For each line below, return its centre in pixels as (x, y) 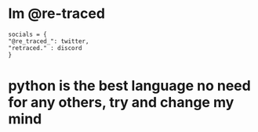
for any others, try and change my (121, 103)
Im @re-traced (57, 14)
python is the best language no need (129, 86)
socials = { (27, 34)
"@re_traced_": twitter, (49, 41)
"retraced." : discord (45, 48)
